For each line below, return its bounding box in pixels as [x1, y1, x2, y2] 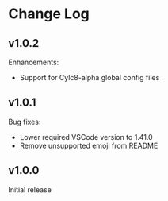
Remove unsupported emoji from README [19, 141, 158, 150]
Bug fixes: [8, 117, 41, 126]
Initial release [8, 184, 52, 195]
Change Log [8, 5, 90, 23]
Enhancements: [8, 57, 59, 67]
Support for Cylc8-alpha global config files [19, 73, 160, 82]
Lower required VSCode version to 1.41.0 [19, 132, 153, 141]
